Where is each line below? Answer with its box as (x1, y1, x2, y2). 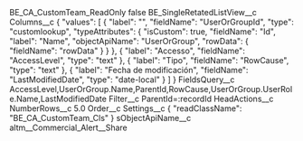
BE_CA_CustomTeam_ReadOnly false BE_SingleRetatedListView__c (9, 7, 258, 17)
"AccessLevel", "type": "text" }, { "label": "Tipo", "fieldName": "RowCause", (9, 55, 289, 65)
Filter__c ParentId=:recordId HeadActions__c (108, 93, 274, 104)
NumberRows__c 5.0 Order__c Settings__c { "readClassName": (9, 103, 242, 114)
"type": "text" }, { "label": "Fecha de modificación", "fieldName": (9, 65, 249, 75)
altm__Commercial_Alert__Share (9, 122, 128, 133)
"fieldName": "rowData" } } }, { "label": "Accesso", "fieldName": (9, 45, 246, 56)
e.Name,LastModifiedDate (9, 93, 107, 104)
